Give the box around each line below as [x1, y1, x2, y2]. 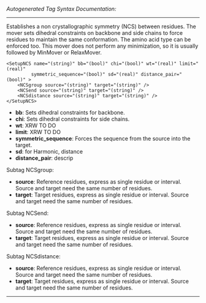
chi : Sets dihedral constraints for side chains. [15, 116, 130, 122]
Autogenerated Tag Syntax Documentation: [6, 6, 116, 12]
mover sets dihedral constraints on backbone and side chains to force [6, 29, 183, 36]
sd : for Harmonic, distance [15, 148, 83, 155]
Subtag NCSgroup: [6, 166, 54, 173]
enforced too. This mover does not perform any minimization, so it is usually [6, 42, 199, 50]
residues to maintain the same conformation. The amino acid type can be [6, 36, 191, 43]
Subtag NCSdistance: [6, 253, 61, 260]
